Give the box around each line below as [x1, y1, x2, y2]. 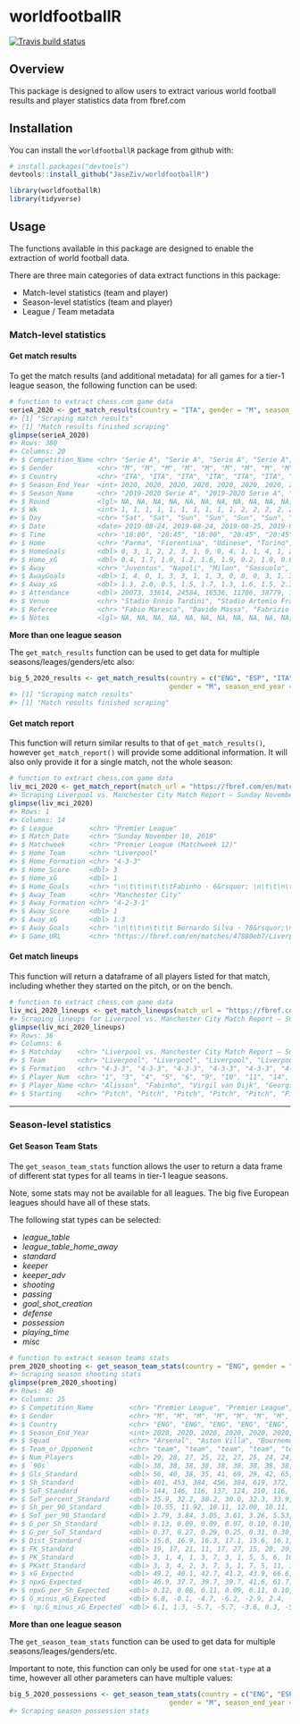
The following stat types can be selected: [9, 1214, 162, 1225]
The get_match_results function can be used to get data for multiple [9, 646, 261, 658]
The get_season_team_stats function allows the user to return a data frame [9, 1160, 283, 1172]
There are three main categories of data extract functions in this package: [9, 270, 281, 281]
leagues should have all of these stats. [9, 1197, 151, 1207]
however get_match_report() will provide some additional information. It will [9, 747, 288, 758]
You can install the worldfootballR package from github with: [9, 145, 234, 156]
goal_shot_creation [21, 1298, 93, 1308]
